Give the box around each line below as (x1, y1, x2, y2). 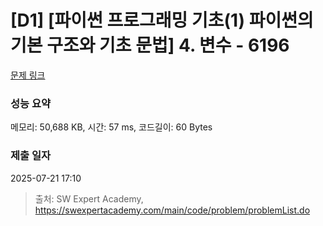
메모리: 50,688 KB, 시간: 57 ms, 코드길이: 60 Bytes (10, 121, 213, 133)
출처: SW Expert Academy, (34, 192, 144, 205)
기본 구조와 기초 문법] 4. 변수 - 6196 (10, 34, 290, 57)
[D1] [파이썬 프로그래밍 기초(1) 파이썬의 (10, 9, 314, 32)
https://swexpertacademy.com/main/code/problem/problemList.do (34, 204, 311, 216)
